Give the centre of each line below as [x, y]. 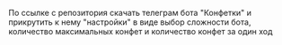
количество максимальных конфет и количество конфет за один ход [141, 31]
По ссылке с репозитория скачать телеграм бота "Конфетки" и [130, 13]
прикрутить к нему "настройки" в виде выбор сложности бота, [130, 22]
